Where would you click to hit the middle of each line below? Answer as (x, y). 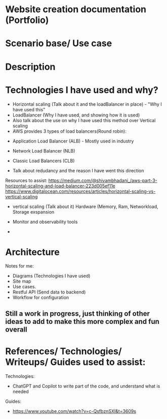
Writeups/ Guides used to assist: (75, 362)
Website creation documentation (76, 9)
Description (30, 67)
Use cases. (24, 287)
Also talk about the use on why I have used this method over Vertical (84, 120)
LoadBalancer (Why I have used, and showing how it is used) (76, 115)
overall (16, 329)
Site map (22, 281)
